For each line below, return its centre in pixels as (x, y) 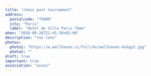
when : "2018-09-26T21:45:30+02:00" (42, 33)
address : (14, 14)
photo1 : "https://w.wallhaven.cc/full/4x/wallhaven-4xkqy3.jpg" (78, 47)
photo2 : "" (21, 51)
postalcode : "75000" (31, 19)
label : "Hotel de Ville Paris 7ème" (48, 28)
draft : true (17, 56)
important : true (22, 61)
